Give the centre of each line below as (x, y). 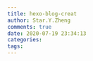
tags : (15, 46)
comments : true (30, 27)
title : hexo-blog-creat (42, 14)
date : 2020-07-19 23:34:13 (47, 33)
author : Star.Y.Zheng (39, 20)
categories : (25, 40)
